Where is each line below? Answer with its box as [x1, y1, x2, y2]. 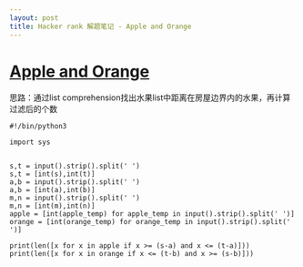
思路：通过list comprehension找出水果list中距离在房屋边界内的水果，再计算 [9, 92, 291, 103]
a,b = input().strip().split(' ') [9, 178, 141, 187]
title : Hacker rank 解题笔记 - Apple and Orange [9, 22, 192, 31]
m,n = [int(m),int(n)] [9, 201, 96, 211]
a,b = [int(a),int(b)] [9, 186, 96, 195]
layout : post [9, 13, 59, 23]
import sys [9, 138, 51, 147]
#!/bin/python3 [9, 122, 67, 131]
